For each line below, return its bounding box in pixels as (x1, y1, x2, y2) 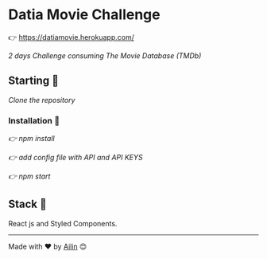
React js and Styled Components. (8, 218, 118, 228)
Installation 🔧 (8, 115, 60, 126)
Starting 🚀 (8, 74, 60, 88)
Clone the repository (8, 95, 75, 104)
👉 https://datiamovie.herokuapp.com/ (8, 32, 135, 41)
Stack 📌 (8, 198, 48, 211)
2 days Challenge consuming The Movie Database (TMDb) (8, 50, 202, 61)
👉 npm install (8, 134, 55, 143)
